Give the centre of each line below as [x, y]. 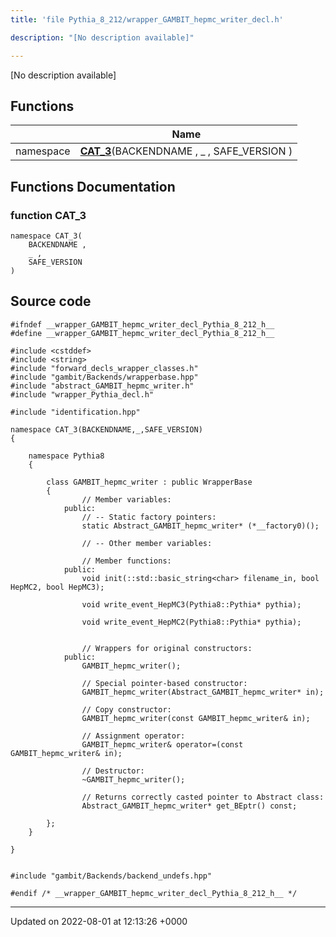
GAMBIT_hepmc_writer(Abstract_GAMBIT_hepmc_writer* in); [203, 692]
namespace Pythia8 [66, 456]
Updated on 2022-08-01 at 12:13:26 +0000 [99, 921]
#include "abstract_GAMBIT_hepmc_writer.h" [102, 386]
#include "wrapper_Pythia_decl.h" [82, 394]
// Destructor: [113, 771]
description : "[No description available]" [102, 37]
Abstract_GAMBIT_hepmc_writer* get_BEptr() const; [189, 806]
